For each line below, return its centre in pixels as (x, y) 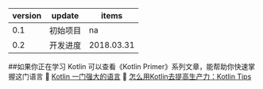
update (65, 15)
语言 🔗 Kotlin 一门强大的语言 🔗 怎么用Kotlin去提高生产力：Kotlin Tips (140, 76)
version (27, 15)
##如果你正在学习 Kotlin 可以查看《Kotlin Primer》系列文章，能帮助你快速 (128, 66)
